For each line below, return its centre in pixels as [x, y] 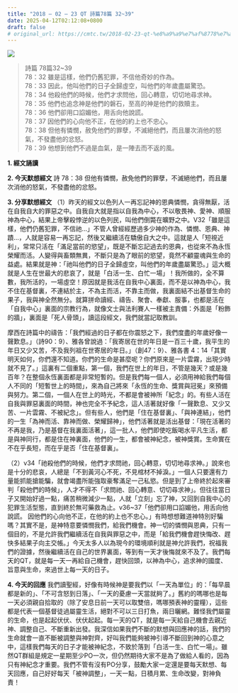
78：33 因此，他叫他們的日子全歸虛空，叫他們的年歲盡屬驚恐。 [117, 86]
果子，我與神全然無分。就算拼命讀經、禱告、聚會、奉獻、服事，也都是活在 [116, 300]
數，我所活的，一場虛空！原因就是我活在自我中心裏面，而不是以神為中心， [116, 282]
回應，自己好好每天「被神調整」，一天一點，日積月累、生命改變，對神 [114, 673]
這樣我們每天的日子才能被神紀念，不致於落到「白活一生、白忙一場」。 [120, 647]
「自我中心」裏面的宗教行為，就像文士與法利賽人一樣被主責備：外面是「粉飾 [119, 309]
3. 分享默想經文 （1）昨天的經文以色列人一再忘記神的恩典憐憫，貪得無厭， [115, 202]
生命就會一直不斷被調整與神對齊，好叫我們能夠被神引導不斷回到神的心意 [113, 638]
